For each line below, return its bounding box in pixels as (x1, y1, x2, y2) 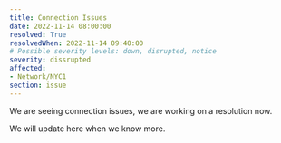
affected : (9, 64, 47, 73)
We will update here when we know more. (9, 123, 166, 134)
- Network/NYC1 (9, 72, 67, 81)
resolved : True (9, 30, 67, 39)
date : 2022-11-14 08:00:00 (9, 22, 111, 31)
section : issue (9, 81, 67, 90)
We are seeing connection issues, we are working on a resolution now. (9, 105, 273, 116)
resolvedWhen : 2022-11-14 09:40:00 (9, 38, 144, 48)
